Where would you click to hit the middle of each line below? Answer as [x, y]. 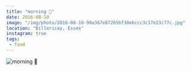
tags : [13, 39]
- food [17, 45]
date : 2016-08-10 [28, 17]
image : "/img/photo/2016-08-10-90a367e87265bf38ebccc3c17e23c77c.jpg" [96, 22]
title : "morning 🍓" [30, 12]
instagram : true [26, 34]
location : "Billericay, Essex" [45, 28]
